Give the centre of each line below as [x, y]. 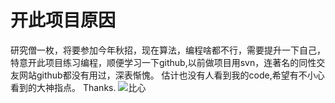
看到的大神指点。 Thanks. [63, 87]
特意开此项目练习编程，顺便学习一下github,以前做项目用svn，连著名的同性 [163, 62]
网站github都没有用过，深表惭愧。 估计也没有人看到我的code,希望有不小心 [171, 75]
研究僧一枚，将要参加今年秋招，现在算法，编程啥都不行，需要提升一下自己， [168, 50]
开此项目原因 [63, 20]
